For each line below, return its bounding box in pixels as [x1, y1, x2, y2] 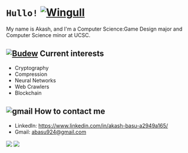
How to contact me [34, 107, 105, 117]
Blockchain [14, 89, 42, 97]
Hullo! [6, 8, 38, 19]
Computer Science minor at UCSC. [6, 31, 91, 38]
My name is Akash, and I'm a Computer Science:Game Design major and [6, 25, 183, 32]
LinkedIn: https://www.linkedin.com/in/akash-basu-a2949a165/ [14, 122, 169, 129]
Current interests [39, 49, 104, 59]
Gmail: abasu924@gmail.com [14, 128, 87, 135]
